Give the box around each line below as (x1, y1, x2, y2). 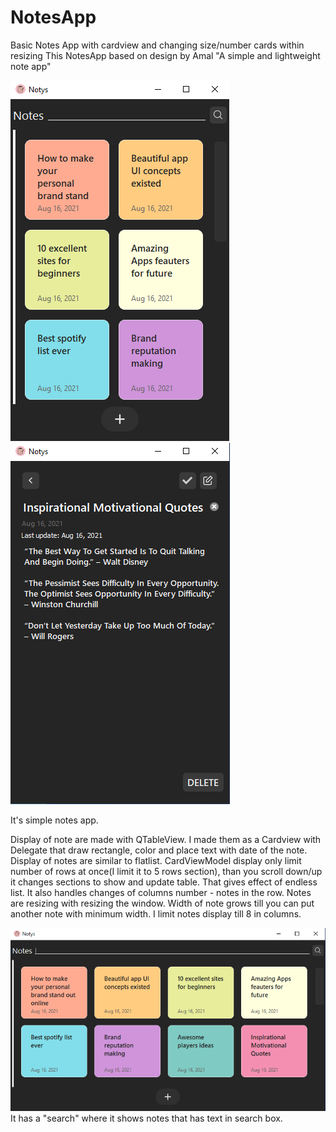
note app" (10, 60, 52, 72)
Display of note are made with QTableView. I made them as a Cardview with (10, 833, 322, 845)
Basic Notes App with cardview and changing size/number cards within (10, 39, 305, 51)
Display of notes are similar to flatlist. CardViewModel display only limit (10, 854, 302, 866)
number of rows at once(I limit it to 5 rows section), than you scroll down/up (10, 865, 323, 877)
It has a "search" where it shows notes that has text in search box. (10, 1112, 283, 1125)
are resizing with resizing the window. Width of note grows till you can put (10, 897, 315, 909)
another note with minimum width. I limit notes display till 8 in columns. (10, 907, 302, 920)
